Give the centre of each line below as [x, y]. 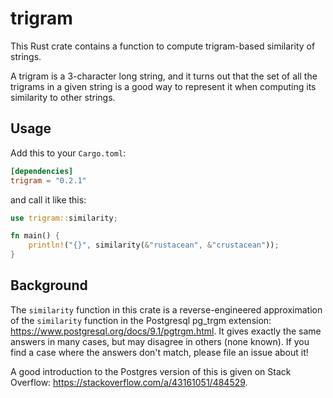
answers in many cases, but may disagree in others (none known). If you [160, 341]
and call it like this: [48, 199]
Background [49, 285]
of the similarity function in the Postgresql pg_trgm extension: [141, 320]
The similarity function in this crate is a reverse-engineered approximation [166, 309]
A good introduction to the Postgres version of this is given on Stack [151, 371]
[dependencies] [42, 171]
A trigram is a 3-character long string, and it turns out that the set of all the [164, 76]
